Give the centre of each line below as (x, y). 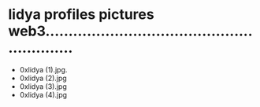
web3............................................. (131, 31)
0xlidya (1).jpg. (43, 69)
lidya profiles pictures (82, 15)
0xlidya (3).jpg (43, 86)
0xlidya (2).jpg (43, 78)
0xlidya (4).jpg (43, 94)
